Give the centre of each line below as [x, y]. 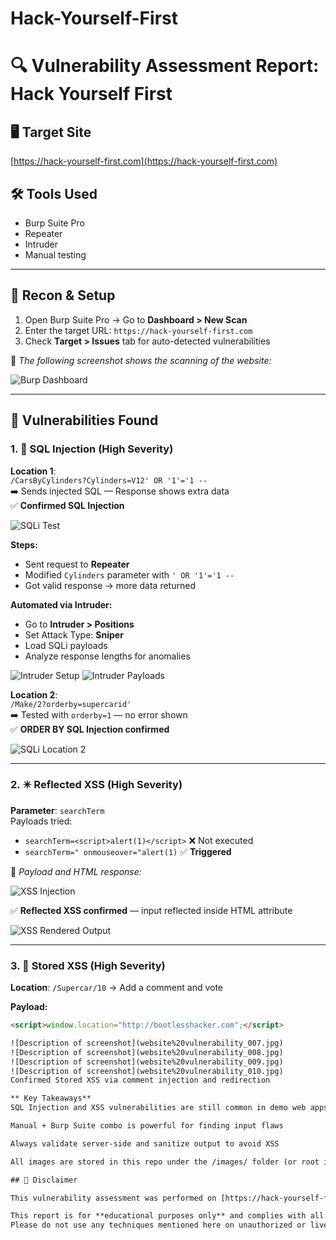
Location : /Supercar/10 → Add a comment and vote [117, 988]
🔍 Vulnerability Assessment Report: [165, 66]
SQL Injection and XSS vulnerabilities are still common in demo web [158, 1108]
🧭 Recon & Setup [63, 295]
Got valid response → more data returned [110, 585]
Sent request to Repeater [77, 564]
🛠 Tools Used [54, 193]
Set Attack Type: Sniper [74, 634]
